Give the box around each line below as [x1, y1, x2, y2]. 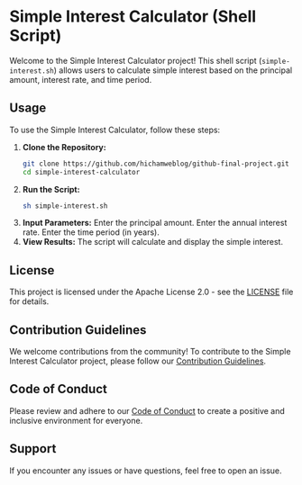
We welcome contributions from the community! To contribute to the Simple [9, 346, 291, 356]
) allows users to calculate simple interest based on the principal [53, 65, 293, 76]
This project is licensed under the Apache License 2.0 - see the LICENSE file [9, 286, 294, 298]
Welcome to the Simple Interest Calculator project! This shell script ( [9, 55, 262, 66]
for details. [9, 296, 50, 307]
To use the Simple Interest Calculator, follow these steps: [9, 124, 221, 135]
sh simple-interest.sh [22, 201, 108, 211]
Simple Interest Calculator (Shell [9, 6, 257, 27]
